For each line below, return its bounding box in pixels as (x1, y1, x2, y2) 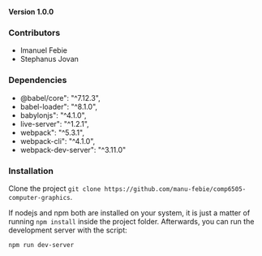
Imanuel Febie (19, 46, 67, 55)
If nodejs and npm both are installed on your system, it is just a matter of (8, 207, 251, 218)
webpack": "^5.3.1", (19, 128, 85, 137)
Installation (8, 165, 54, 176)
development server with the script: (8, 225, 127, 235)
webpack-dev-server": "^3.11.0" (19, 145, 127, 154)
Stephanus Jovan (19, 54, 79, 64)
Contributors (8, 27, 61, 38)
